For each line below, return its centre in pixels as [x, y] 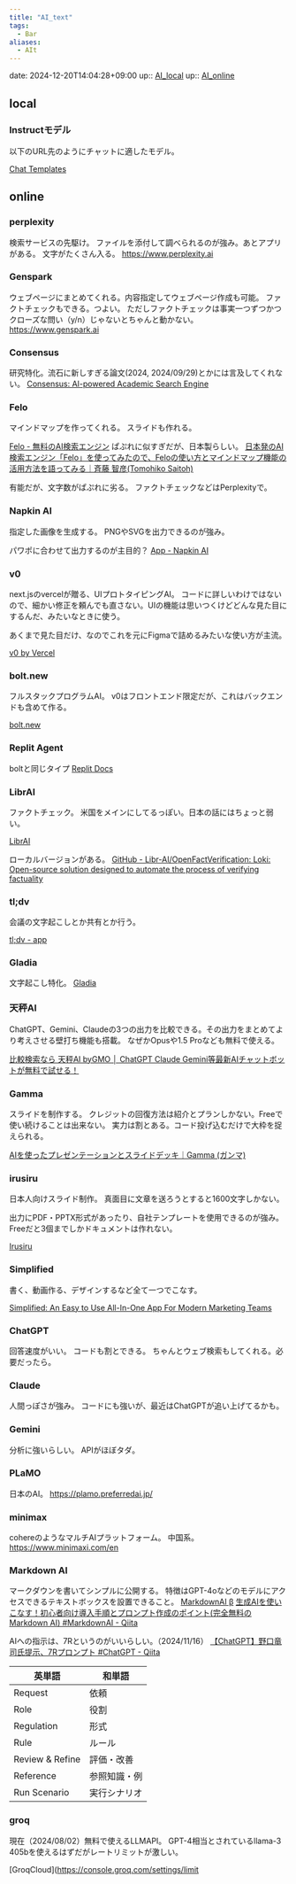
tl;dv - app [28, 940]
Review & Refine [47, 1759]
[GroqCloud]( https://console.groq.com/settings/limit [104, 1869]
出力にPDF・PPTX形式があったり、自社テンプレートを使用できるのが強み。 [147, 1218]
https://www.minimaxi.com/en [64, 1547]
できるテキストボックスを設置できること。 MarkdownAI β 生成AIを [145, 1602]
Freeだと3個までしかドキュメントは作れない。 [93, 1229]
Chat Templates [38, 168]
